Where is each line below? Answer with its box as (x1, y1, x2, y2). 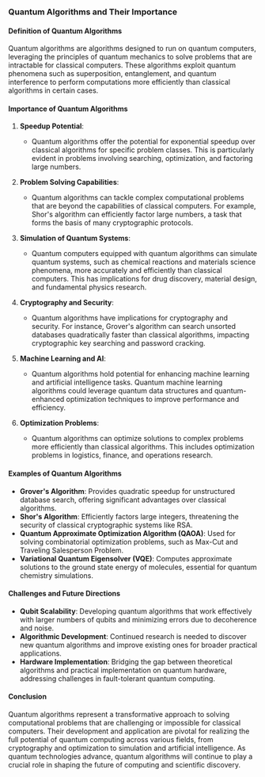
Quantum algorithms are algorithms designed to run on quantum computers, (8, 44, 257, 53)
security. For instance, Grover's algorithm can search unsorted (31, 322, 236, 331)
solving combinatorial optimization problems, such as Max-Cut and (19, 537, 239, 546)
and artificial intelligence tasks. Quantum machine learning (31, 377, 223, 387)
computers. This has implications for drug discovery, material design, (31, 274, 257, 284)
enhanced (31, 395, 65, 404)
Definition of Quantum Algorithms (8, 26, 123, 36)
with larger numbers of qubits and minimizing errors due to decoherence (19, 614, 257, 624)
